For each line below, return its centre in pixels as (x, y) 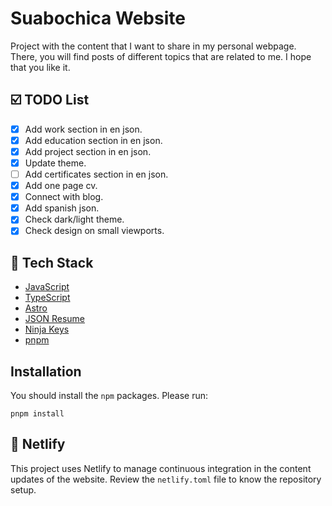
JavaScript (47, 287)
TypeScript (47, 298)
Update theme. (55, 163)
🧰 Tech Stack (52, 262)
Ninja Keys (47, 329)
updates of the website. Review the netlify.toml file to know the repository (166, 479)
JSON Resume (55, 319)
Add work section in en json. (83, 129)
